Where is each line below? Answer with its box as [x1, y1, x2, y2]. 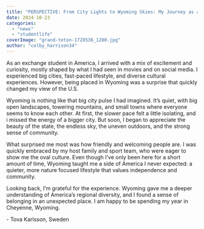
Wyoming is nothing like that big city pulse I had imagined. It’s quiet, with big [6, 96, 197, 104]
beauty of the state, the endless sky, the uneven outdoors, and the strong [6, 122, 190, 130]
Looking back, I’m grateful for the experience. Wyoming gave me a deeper [6, 184, 192, 191]
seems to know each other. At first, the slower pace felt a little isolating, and [6, 110, 196, 117]
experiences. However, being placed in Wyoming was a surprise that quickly [6, 78, 197, 85]
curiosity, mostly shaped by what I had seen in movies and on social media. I [6, 65, 198, 73]
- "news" [12, 25, 34, 32]
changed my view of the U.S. [6, 85, 79, 92]
